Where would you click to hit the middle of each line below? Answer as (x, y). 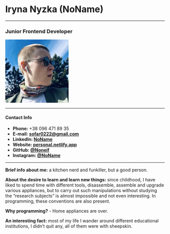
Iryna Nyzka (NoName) (54, 9)
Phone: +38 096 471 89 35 (41, 129)
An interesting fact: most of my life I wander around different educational (82, 221)
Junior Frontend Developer (39, 31)
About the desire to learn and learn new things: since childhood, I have (80, 180)
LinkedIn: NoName (33, 139)
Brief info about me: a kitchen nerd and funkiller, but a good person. (77, 170)
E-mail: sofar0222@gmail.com (46, 134)
